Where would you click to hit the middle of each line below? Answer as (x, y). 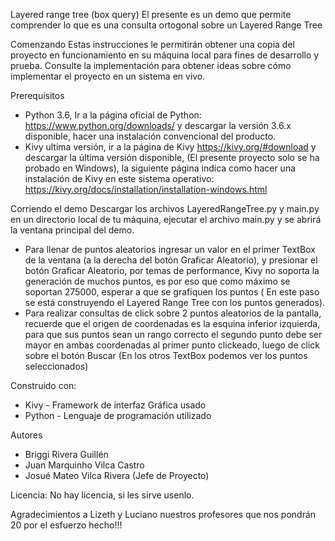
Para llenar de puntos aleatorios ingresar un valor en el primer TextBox (170, 249)
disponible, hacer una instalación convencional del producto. (150, 136)
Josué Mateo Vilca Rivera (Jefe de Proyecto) (117, 475)
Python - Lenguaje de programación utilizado (118, 415)
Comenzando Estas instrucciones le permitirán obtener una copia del (152, 44)
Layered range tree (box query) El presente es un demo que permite (151, 14)
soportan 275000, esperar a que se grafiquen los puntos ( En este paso (172, 292)
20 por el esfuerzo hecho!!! (66, 525)
